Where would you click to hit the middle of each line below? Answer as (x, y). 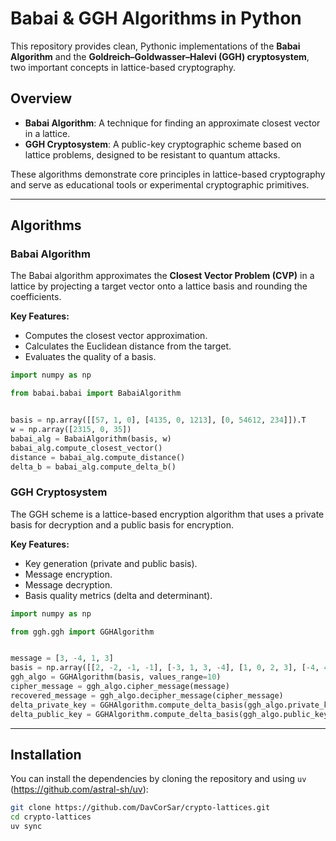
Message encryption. (68, 574)
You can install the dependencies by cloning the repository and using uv (158, 779)
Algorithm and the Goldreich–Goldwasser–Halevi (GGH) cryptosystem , (160, 56)
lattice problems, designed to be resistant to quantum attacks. (152, 154)
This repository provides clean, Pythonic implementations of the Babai (155, 46)
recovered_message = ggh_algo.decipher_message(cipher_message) (147, 695)
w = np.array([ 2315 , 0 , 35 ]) (71, 430)
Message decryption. (68, 584)
